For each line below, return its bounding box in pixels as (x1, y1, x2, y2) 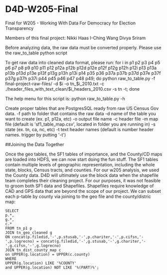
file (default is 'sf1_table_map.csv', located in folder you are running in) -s (5, 121, 156, 127)
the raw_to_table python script (5, 50, 67, 56)
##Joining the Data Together (5, 141, 64, 147)
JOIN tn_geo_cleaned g (5, 230, 52, 235)
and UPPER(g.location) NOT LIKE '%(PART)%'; (5, 265, 99, 270)
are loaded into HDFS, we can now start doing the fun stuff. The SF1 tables (5, 156, 159, 162)
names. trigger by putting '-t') (5, 132, 66, 137)
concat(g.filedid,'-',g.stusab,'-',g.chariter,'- (40, 239, 146, 244)
